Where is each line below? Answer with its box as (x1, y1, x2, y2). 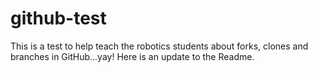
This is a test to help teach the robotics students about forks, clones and (10, 40, 309, 52)
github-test (10, 7, 107, 30)
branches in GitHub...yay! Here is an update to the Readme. (10, 50, 255, 62)
